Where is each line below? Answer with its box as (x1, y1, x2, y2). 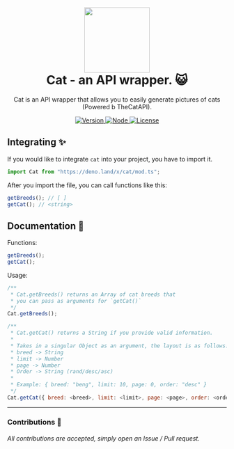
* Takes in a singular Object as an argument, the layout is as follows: (10, 342, 229, 349)
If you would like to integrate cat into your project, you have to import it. (7, 155, 213, 163)
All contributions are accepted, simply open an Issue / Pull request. (7, 434, 200, 443)
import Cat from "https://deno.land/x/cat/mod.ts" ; (7, 168, 160, 175)
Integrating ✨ (7, 136, 66, 148)
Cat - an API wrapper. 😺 (46, 72, 188, 88)
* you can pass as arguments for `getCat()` (10, 297, 141, 304)
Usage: (7, 271, 28, 279)
